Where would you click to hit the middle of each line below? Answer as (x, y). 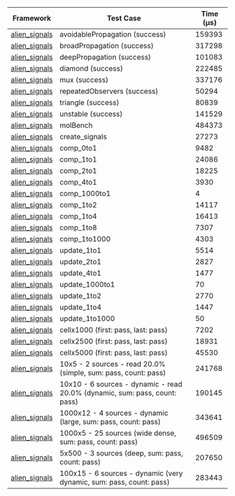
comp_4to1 (78, 182)
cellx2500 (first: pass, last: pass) (113, 341)
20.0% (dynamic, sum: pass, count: (118, 393)
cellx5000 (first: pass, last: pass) (113, 353)
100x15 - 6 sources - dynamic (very (121, 473)
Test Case (124, 18)
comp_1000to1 (85, 193)
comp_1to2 (78, 205)
